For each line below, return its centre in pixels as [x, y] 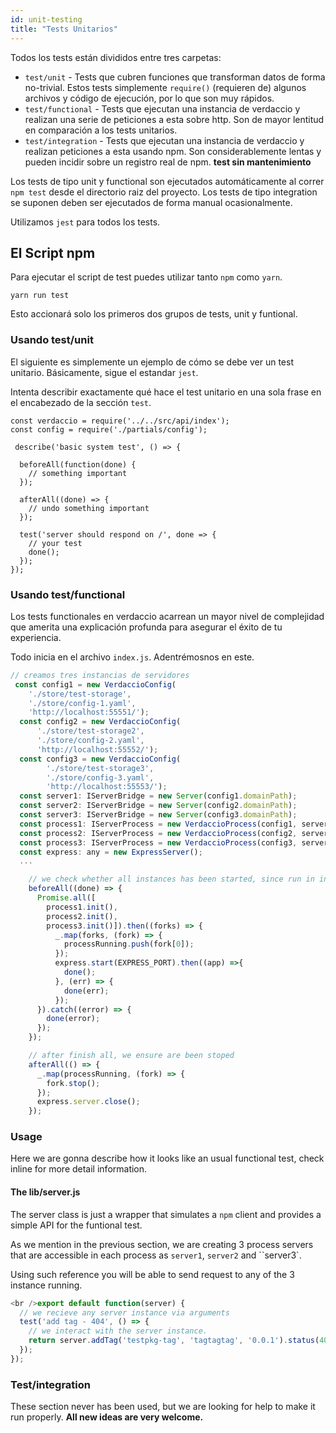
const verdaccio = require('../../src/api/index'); [120, 421]
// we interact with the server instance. [118, 1331]
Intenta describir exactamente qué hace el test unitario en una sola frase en [166, 392]
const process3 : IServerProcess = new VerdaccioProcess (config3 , [158, 842]
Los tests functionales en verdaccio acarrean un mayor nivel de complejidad [167, 616]
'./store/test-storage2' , [90, 731]
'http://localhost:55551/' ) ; [89, 712]
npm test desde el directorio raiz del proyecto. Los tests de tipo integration [164, 192]
